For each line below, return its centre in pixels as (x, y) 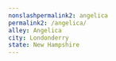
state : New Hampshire (44, 45)
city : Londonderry (39, 38)
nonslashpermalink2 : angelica (58, 15)
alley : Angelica (35, 30)
